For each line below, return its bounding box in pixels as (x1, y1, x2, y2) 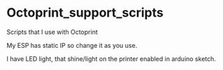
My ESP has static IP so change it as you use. (6, 41, 138, 49)
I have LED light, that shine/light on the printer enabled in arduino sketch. (6, 54, 216, 63)
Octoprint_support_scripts (6, 5, 164, 21)
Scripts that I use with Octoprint (6, 28, 99, 36)
